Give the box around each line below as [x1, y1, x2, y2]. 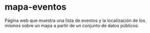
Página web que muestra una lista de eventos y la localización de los [4, 17, 146, 23]
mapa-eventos [4, 1, 67, 13]
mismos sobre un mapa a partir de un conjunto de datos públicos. [4, 22, 140, 28]
